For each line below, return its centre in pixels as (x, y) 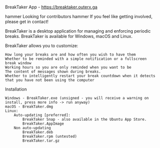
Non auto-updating (32, 128)
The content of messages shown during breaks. (53, 72)
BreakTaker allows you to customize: (42, 46)
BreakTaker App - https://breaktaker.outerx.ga (51, 7)
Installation (16, 89)
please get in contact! (27, 22)
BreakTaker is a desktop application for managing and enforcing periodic (78, 31)
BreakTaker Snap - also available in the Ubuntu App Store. (85, 119)
